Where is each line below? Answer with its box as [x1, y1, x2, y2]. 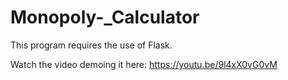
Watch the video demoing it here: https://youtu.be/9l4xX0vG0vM [10, 58, 278, 70]
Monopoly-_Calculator [10, 6, 200, 29]
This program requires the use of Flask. [10, 39, 173, 51]
